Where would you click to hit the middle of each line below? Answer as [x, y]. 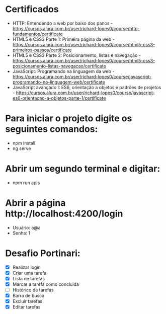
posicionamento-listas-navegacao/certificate [59, 66]
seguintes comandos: [52, 129]
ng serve [22, 148]
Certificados [32, 9]
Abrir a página [35, 203]
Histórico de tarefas [33, 290]
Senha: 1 [21, 233]
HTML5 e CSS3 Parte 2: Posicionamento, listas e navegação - [76, 55]
